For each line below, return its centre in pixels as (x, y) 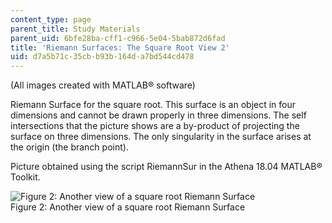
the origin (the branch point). (69, 147)
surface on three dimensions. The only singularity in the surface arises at (161, 137)
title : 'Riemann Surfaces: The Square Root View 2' (120, 47)
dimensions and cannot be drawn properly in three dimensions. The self (158, 115)
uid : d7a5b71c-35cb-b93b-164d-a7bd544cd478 (102, 57)
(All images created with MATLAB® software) (103, 85)
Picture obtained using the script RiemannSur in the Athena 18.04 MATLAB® (166, 167)
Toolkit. (25, 177)
